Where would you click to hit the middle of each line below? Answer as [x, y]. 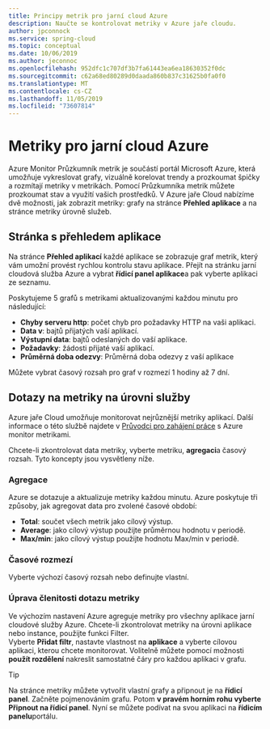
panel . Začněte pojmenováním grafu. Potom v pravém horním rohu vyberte [135, 699]
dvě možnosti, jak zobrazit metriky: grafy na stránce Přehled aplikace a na [133, 203]
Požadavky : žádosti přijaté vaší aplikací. [87, 348]
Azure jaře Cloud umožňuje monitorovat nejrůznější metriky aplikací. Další [131, 417]
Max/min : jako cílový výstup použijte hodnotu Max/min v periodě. [130, 538]
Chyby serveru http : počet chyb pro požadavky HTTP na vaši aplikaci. [138, 322]
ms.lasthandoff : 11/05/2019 [56, 99]
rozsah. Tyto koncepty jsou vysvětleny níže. [82, 459]
